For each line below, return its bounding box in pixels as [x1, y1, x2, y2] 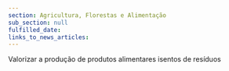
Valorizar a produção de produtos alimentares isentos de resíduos [8, 55, 221, 64]
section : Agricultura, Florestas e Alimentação [8, 11, 167, 20]
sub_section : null [8, 19, 68, 27]
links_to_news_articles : [8, 33, 89, 41]
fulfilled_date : [8, 26, 61, 34]
